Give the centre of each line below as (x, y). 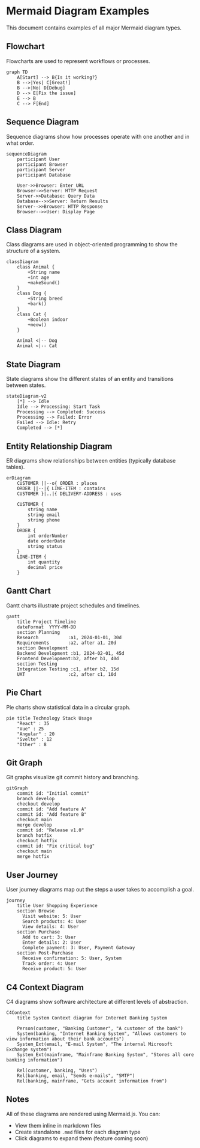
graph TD (17, 72)
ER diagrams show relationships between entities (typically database (91, 460)
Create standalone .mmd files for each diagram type (78, 1132)
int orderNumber (48, 536)
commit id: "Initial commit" (53, 794)
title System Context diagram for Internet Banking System (92, 1018)
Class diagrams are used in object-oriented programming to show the (92, 244)
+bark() (37, 304)
